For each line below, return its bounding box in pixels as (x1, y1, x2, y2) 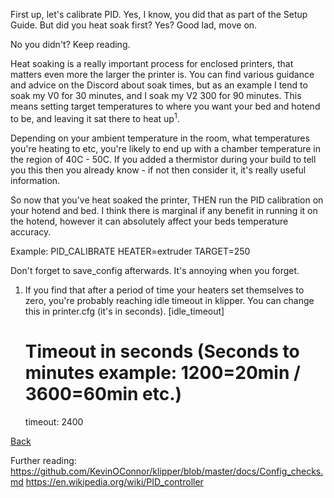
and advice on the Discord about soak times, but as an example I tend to (10, 79, 308, 91)
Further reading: (10, 454, 77, 466)
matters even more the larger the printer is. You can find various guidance (10, 69, 315, 80)
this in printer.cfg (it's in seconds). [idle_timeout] (24, 305, 225, 317)
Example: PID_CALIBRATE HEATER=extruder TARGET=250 (10, 245, 251, 257)
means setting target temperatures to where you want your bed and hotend (10, 100, 321, 112)
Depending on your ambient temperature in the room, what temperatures (10, 132, 310, 144)
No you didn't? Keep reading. (10, 39, 131, 50)
